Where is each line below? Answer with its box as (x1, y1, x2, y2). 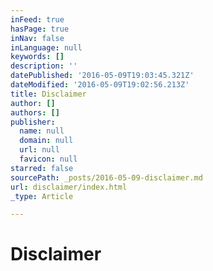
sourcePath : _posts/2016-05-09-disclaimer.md (10, 172, 203, 183)
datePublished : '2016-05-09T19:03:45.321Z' (10, 71, 195, 81)
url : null (19, 145, 60, 155)
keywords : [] (10, 52, 65, 62)
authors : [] (10, 107, 60, 118)
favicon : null (19, 154, 78, 164)
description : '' (10, 61, 78, 71)
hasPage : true (10, 24, 70, 34)
